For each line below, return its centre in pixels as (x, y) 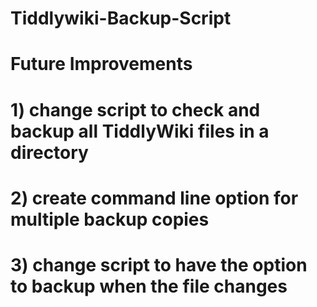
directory (49, 152)
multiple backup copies (110, 219)
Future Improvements (101, 64)
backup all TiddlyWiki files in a (140, 131)
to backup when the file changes (149, 286)
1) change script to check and (135, 109)
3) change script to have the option (159, 264)
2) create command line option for (154, 198)
